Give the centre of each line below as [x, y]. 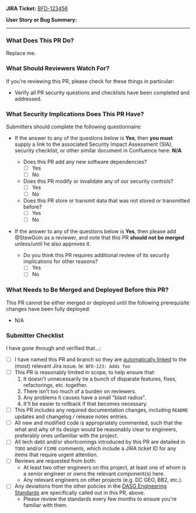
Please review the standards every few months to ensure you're [100, 499]
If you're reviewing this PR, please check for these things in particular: [90, 81]
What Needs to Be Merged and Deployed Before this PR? [87, 290]
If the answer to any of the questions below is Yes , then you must [94, 138]
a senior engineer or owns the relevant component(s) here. [94, 474]
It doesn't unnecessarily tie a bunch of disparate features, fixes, [100, 379]
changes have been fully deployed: [48, 309]
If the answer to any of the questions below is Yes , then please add [95, 231]
